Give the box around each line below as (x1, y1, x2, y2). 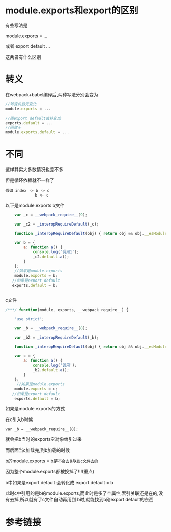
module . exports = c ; (14, 386, 58, 391)
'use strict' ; (14, 317, 44, 322)
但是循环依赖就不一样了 (5, 177, 54, 183)
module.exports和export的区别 (5, 5, 138, 16)
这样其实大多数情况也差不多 (5, 166, 64, 173)
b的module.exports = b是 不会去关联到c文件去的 (5, 458, 98, 464)
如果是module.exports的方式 (5, 406, 65, 412)
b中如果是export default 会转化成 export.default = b (5, 480, 113, 486)
